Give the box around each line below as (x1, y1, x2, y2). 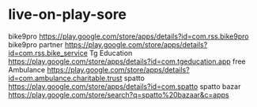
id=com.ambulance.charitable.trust (8, 73, 123, 83)
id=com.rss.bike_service (8, 48, 89, 57)
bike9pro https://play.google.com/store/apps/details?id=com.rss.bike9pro (8, 31, 249, 41)
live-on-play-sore (8, 6, 127, 24)
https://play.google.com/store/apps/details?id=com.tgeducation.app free (8, 57, 247, 66)
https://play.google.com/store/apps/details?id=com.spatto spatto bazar (8, 81, 241, 91)
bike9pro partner (8, 39, 63, 49)
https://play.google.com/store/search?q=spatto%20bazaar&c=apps (8, 90, 229, 99)
